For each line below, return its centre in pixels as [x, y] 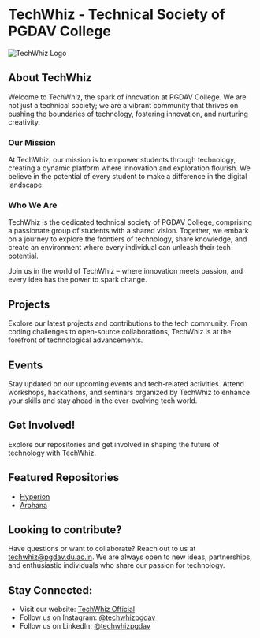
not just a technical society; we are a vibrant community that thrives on [123, 105]
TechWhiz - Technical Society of [117, 15]
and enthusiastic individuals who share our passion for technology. [117, 565]
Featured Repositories [64, 478]
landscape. [26, 185]
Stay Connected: [50, 590]
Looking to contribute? [65, 530]
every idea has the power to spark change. [78, 280]
